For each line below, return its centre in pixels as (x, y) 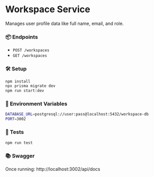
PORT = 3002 (16, 119)
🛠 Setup (16, 69)
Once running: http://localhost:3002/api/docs (53, 169)
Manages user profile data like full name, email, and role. (65, 23)
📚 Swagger (20, 156)
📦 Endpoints (22, 37)
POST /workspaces (31, 50)
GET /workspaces (30, 56)
